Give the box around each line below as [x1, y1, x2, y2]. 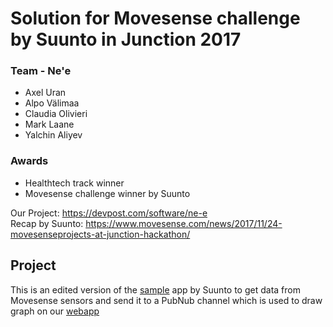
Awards [10, 154, 49, 168]
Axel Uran [24, 87, 67, 99]
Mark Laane [24, 118, 75, 131]
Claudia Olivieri [24, 108, 88, 120]
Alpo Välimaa [24, 97, 80, 109]
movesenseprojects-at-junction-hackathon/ [10, 228, 191, 240]
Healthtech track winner [24, 177, 125, 189]
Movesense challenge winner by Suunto [24, 187, 191, 199]
